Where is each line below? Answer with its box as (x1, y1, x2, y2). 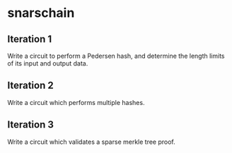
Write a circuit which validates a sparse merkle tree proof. (7, 137, 175, 146)
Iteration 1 (7, 33, 52, 45)
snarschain (7, 5, 75, 21)
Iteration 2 (7, 80, 54, 92)
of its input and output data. (7, 59, 88, 68)
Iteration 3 (7, 118, 54, 131)
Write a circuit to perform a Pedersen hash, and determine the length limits (7, 51, 225, 60)
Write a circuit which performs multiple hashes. (7, 98, 145, 106)
